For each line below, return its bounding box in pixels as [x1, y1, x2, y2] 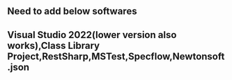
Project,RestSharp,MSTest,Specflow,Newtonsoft [7, 50, 225, 62]
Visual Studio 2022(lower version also [7, 29, 177, 41]
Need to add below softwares [7, 6, 137, 17]
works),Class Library [7, 39, 100, 51]
